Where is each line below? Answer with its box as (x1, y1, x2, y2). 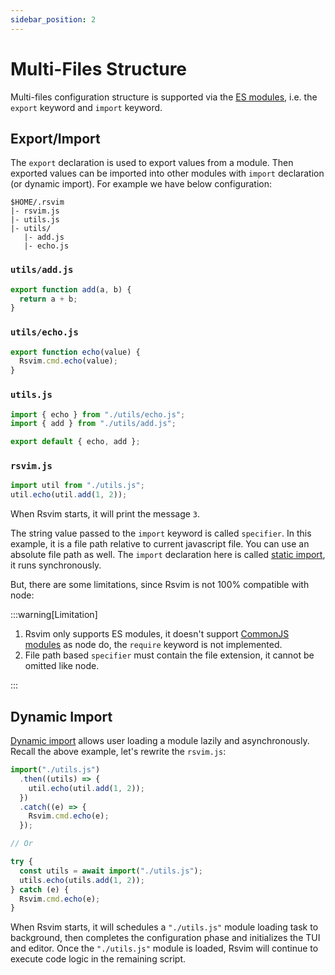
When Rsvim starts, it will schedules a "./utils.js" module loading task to (10, 921, 319, 933)
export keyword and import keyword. (10, 101, 163, 113)
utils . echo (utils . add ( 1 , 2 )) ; (19, 875, 145, 885)
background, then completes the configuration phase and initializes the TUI (10, 932, 321, 944)
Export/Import (10, 130, 101, 147)
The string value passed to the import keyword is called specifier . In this (10, 527, 312, 540)
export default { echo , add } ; (10, 437, 141, 447)
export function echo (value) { (10, 347, 141, 357)
